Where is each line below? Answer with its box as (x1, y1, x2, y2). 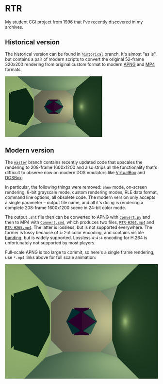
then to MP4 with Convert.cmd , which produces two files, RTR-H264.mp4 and (5, 219, 154, 225)
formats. (5, 66, 22, 72)
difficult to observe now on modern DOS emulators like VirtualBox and (5, 169, 146, 175)
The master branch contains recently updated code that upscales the (5, 159, 143, 165)
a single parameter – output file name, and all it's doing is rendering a (5, 199, 144, 205)
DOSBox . (5, 175, 23, 180)
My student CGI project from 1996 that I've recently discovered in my (5, 19, 143, 25)
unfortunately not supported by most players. (5, 240, 96, 245)
